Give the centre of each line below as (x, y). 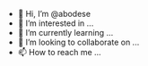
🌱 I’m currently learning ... (65, 33)
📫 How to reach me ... (59, 52)
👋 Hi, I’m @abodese (54, 14)
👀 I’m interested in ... (56, 23)
